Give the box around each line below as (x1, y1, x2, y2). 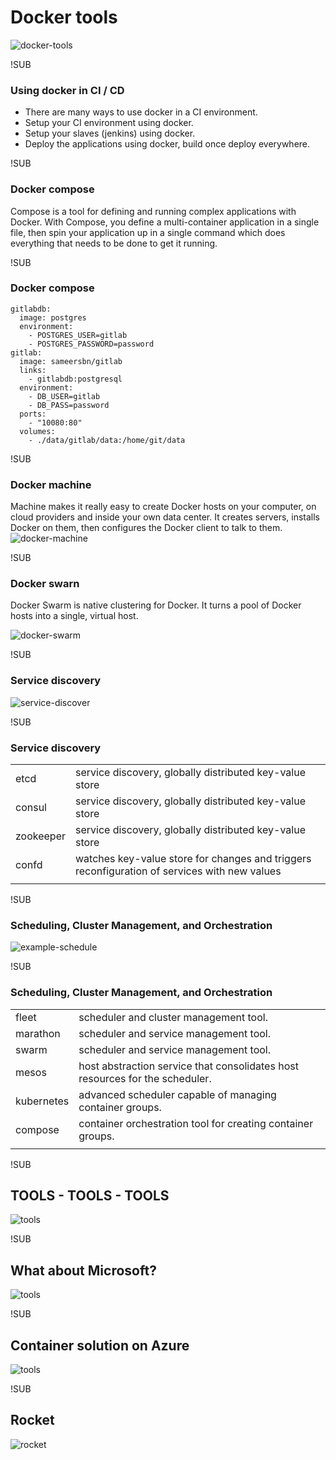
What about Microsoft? (10, 1262, 157, 1279)
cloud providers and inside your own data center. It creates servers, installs (10, 511, 320, 523)
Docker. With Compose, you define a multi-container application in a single (10, 216, 320, 228)
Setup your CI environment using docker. (24, 117, 194, 129)
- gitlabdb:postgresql (28, 374, 123, 384)
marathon (15, 1026, 61, 1040)
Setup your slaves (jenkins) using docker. (24, 127, 196, 140)
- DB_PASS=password (28, 400, 110, 410)
